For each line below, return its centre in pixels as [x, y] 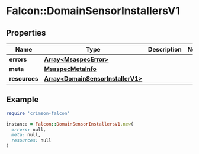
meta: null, [26, 135]
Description [165, 49]
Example [23, 100]
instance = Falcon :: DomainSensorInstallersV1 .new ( [70, 124]
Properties [26, 33]
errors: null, [29, 129]
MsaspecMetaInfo [70, 69]
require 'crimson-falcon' [38, 113]
